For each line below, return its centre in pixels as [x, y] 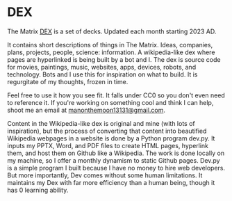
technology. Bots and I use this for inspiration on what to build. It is [102, 74]
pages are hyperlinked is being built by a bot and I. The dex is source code [114, 59]
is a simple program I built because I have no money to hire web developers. [116, 168]
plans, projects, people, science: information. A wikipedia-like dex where [111, 52]
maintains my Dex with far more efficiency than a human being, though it [111, 182]
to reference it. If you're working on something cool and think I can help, [110, 102]
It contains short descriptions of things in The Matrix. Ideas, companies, [110, 45]
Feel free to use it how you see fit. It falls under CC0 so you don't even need [116, 95]
